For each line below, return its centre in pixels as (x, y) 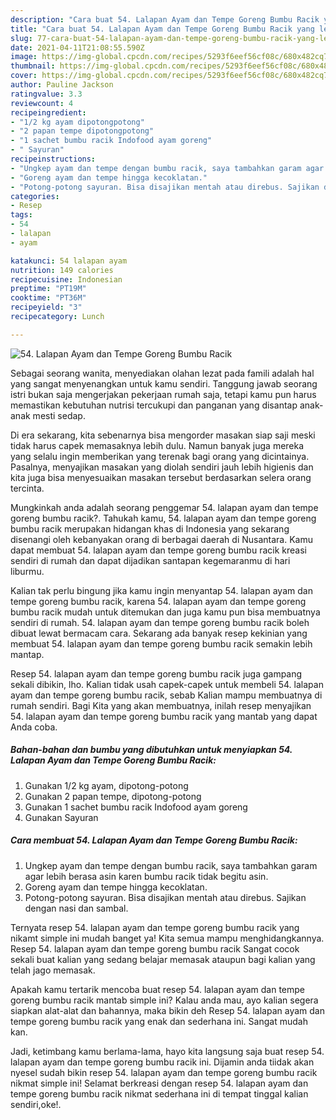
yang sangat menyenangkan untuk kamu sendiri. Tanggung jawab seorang (164, 383)
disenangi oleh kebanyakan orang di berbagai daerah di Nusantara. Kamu (161, 539)
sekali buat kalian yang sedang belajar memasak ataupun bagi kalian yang (163, 959)
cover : (24, 76)
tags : (21, 215)
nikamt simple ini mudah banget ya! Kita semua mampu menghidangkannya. (167, 938)
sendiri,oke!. (36, 1104)
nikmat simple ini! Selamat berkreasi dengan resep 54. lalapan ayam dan (159, 1083)
